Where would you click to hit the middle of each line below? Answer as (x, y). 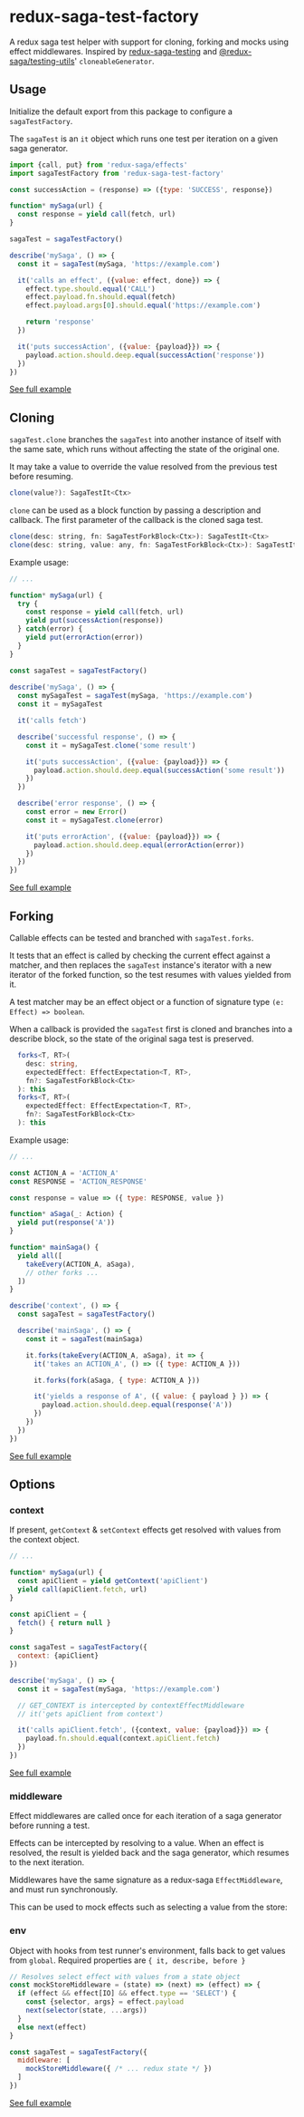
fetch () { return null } (64, 1623)
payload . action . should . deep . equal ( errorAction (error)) (139, 845)
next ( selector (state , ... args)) (86, 2011)
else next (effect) (52, 2027)
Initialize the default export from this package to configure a (121, 111)
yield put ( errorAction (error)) (85, 638)
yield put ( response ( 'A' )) (66, 1223)
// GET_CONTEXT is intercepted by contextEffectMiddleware (131, 1706)
